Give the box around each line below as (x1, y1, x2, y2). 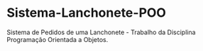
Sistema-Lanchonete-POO (6, 5, 166, 21)
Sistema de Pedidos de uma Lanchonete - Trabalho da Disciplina (6, 28, 196, 36)
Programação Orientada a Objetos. (6, 35, 109, 43)
